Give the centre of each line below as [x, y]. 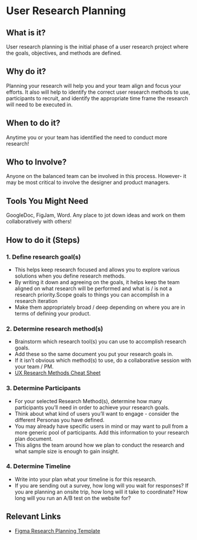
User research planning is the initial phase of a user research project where [97, 47]
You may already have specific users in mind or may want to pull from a [101, 426]
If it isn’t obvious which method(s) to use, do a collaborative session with [103, 360]
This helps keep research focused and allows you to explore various [97, 269]
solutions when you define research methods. [70, 276]
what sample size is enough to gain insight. [67, 451]
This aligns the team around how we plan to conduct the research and [99, 445]
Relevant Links [34, 517]
